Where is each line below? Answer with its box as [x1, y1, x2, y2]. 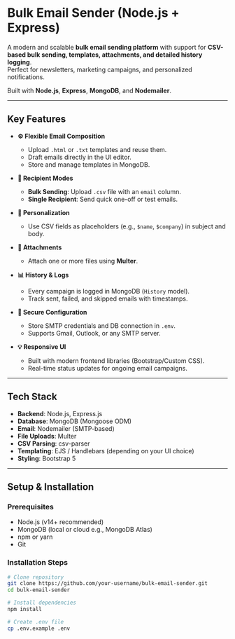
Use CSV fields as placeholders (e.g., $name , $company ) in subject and [27, 222, 226, 231]
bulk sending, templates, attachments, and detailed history [27, 50, 203, 59]
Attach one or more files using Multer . [27, 256, 138, 265]
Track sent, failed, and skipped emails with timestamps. [27, 294, 188, 303]
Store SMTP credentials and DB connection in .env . [27, 321, 176, 330]
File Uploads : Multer [17, 432, 77, 440]
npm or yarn [17, 532, 53, 541]
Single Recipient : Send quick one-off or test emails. [27, 195, 178, 203]
